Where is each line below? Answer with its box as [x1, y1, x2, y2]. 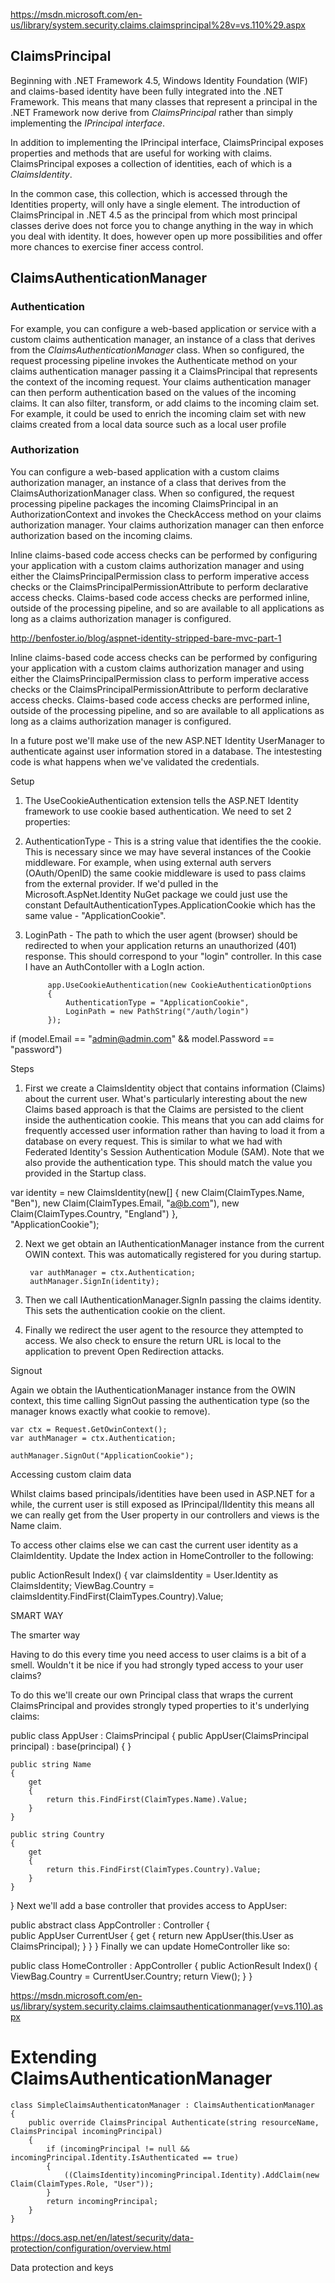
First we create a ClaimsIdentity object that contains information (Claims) [24, 1082, 326, 1094]
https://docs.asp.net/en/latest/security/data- [10, 2231, 195, 2243]
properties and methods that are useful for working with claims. [10, 147, 273, 159]
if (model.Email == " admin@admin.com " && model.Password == [10, 1032, 275, 1044]
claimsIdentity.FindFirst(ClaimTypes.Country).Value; [10, 1590, 224, 1602]
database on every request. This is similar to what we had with [24, 1135, 283, 1147]
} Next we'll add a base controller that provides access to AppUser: [10, 1899, 288, 1911]
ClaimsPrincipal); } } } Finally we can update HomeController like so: [10, 1940, 290, 1952]
